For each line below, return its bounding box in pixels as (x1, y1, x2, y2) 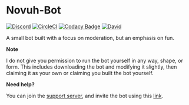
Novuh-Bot (6, 4, 61, 17)
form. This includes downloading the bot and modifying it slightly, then (6, 63, 177, 70)
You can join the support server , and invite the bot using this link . (6, 92, 164, 99)
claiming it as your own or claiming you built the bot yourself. (6, 69, 154, 76)
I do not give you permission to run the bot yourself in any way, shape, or (6, 57, 184, 64)
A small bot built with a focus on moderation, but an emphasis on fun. (6, 34, 175, 41)
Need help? (6, 80, 35, 88)
